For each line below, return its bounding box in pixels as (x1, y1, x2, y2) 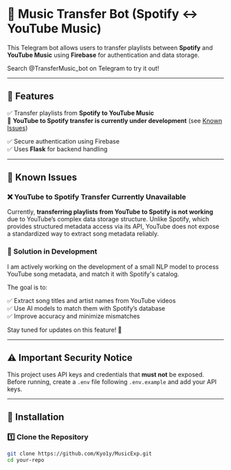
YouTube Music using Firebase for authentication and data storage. (7, 51, 200, 59)
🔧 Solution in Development (7, 247, 98, 256)
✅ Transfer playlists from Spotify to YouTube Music (7, 109, 155, 117)
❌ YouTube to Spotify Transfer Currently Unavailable (7, 192, 186, 202)
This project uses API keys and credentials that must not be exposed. (7, 370, 205, 379)
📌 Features (7, 91, 54, 102)
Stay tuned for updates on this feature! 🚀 (7, 326, 122, 334)
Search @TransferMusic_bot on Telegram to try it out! (7, 64, 159, 72)
